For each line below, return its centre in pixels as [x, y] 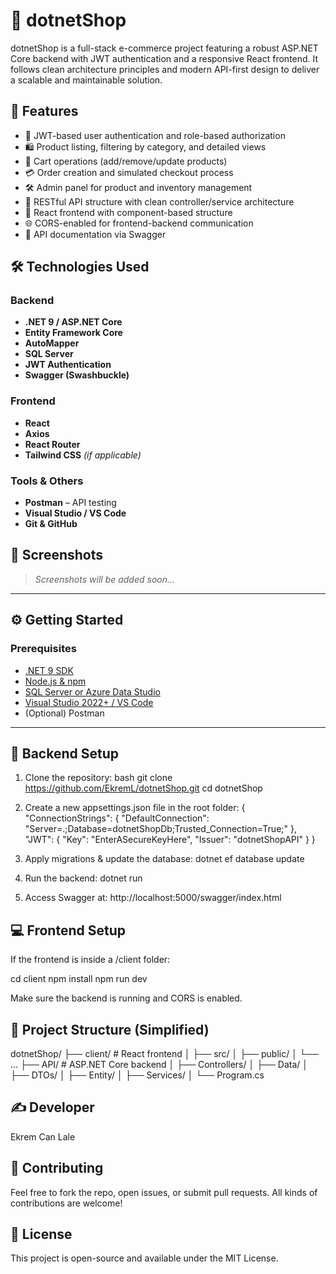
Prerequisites [43, 649]
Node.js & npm [55, 681]
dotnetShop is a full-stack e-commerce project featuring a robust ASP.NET [164, 48]
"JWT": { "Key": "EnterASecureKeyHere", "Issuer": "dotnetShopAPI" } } [170, 840]
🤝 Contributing [57, 1168]
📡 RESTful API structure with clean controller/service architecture [159, 201]
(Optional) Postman [64, 713]
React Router [52, 444]
